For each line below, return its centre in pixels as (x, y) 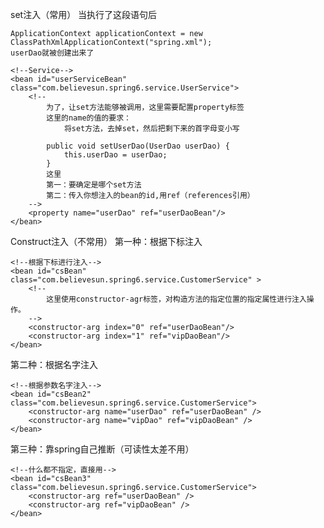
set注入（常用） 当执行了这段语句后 (84, 14)
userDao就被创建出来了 (52, 53)
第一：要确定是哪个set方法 (94, 185)
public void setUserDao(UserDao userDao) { (138, 146)
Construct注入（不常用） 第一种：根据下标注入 (106, 241)
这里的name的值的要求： (89, 118)
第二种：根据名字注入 (54, 364)
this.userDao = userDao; (115, 155)
